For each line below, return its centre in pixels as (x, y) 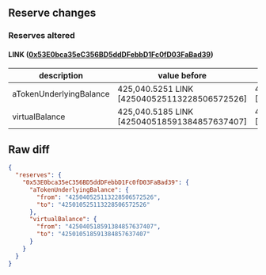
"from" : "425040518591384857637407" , (99, 227)
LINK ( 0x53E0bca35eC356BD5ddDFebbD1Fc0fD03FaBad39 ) (111, 54)
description (61, 75)
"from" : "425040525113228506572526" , (99, 197)
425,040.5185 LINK (156, 112)
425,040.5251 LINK (156, 89)
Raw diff (29, 149)
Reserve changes (52, 13)
